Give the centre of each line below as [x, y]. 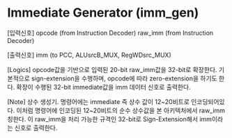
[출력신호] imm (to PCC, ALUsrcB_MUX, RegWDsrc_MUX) [90, 55]
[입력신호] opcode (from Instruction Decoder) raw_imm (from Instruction [110, 33]
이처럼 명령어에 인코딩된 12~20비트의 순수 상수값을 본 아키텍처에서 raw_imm [121, 110]
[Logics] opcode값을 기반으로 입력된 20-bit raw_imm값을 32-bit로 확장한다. [112, 69]
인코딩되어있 [208, 101]
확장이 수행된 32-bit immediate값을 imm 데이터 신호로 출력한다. [103, 87]
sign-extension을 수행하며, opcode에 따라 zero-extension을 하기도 [124, 78]
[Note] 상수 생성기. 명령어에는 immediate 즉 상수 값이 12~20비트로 [99, 101]
